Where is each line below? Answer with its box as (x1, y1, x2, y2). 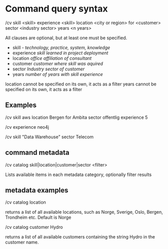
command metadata (5, 148, 70, 157)
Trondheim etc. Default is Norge (5, 214, 72, 220)
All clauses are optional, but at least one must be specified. (5, 35, 127, 41)
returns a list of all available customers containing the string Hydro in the (5, 234, 155, 240)
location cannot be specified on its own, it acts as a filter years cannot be (5, 81, 156, 87)
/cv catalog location (5, 199, 46, 205)
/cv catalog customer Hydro (5, 224, 63, 230)
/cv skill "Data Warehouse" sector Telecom (5, 134, 94, 140)
